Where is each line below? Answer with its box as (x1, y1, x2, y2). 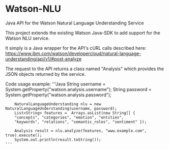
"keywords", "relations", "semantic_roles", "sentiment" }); (14, 119, 147, 125)
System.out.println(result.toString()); (14, 137, 101, 142)
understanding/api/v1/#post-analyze (5, 55, 82, 62)
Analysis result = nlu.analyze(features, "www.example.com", (14, 128, 147, 133)
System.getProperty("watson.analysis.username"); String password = (5, 86, 152, 92)
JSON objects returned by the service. (5, 71, 86, 77)
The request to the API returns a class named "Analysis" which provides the (5, 66, 164, 72)
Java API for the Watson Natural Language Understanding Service (5, 20, 144, 26)
